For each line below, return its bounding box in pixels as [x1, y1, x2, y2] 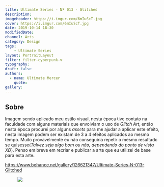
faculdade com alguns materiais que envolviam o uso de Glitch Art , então [5, 121, 153, 127]
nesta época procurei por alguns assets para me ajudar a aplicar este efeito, [5, 126, 160, 133]
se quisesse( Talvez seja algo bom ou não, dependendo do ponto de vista [5, 142, 154, 148]
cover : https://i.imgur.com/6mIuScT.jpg [5, 21, 89, 26]
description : [5, 12, 32, 17]
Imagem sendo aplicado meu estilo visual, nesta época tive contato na [5, 116, 147, 122]
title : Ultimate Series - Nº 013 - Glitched [5, 7, 98, 12]
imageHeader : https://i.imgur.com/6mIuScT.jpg [5, 16, 102, 21]
